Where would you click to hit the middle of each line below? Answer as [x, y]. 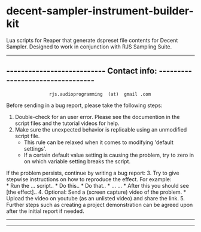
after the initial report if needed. [45, 211]
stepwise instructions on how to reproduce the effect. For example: [89, 179]
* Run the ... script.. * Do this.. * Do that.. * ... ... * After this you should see [98, 185]
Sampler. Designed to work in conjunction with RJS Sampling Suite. [89, 47]
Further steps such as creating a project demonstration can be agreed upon [100, 204]
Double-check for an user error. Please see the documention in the [97, 117]
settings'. [35, 148]
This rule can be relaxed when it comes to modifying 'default [98, 142]
